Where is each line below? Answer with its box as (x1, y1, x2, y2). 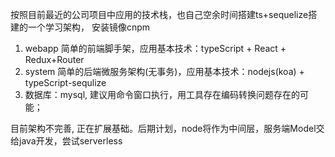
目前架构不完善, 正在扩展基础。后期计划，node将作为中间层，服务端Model (10, 123, 317, 134)
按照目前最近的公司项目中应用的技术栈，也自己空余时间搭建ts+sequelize (10, 9, 309, 20)
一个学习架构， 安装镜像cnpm (27, 21, 151, 33)
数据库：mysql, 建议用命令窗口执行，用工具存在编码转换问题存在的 (24, 89, 301, 100)
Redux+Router (24, 54, 85, 65)
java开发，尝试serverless (18, 135, 123, 147)
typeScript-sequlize (24, 77, 107, 88)
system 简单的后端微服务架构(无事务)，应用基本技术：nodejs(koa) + (24, 66, 305, 77)
